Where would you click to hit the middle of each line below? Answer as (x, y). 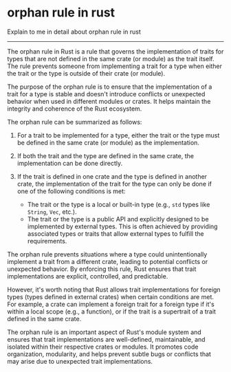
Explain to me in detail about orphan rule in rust (74, 32)
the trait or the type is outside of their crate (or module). (86, 73)
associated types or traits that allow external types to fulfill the (115, 233)
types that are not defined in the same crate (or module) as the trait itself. (111, 58)
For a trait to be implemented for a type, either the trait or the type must (118, 135)
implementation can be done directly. (70, 163)
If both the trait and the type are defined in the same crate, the (106, 155)
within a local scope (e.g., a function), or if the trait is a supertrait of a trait (112, 311)
